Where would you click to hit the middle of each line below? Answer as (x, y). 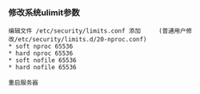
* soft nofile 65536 (43, 61)
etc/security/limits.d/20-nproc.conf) (82, 40)
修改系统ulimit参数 (44, 12)
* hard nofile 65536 (43, 68)
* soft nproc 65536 (41, 47)
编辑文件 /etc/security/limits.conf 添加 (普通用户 (97, 31)
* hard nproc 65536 (41, 53)
